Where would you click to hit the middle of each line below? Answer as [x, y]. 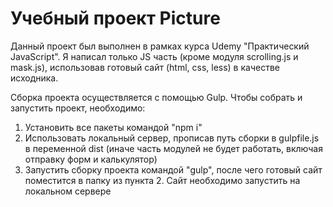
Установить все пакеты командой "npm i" [113, 127]
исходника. [34, 78]
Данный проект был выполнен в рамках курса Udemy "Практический [160, 46]
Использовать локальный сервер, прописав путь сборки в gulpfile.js [172, 138]
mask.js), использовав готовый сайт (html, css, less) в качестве [145, 67]
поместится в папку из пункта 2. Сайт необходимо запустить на [162, 180]
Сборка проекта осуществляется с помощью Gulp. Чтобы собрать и [156, 97]
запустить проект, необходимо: [78, 108]
